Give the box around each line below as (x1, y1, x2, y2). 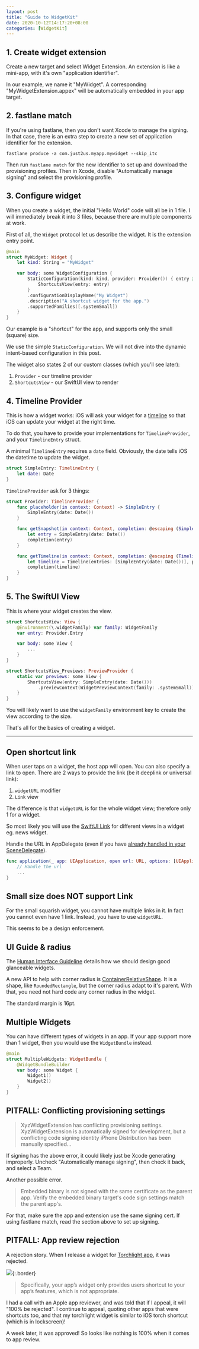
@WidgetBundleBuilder (17, 1061, 70, 1067)
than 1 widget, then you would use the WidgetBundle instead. (6, 1039, 153, 1046)
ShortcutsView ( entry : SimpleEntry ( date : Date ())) (27, 679, 152, 685)
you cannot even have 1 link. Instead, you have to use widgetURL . (6, 913, 163, 921)
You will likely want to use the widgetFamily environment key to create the (6, 707, 186, 714)
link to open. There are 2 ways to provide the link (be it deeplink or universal (6, 769, 192, 776)
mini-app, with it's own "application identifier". (6, 70, 120, 77)
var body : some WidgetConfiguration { (17, 270, 113, 276)
